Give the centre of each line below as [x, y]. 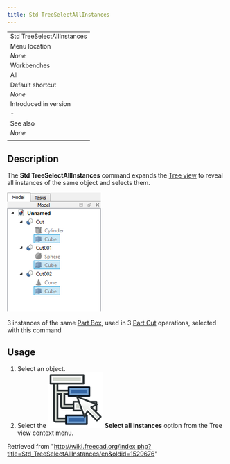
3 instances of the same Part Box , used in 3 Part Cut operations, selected [112, 323]
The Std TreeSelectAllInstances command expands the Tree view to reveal [115, 175]
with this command [34, 330]
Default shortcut [33, 85]
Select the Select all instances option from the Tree [120, 426]
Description [33, 159]
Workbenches [30, 65]
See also [23, 123]
